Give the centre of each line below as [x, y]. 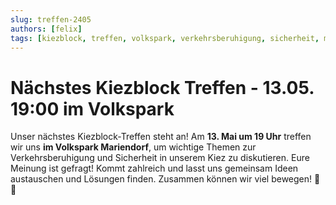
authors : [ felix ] [46, 29]
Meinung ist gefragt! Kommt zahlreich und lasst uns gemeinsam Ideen [154, 168]
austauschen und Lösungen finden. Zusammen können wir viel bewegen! [161, 179]
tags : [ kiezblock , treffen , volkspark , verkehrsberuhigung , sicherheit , [165, 38]
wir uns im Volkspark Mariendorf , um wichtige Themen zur [133, 147]
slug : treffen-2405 [51, 19]
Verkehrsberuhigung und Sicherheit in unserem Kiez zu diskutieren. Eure [160, 158]
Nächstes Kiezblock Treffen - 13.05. [162, 87]
